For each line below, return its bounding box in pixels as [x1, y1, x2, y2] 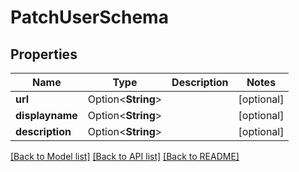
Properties [10, 46, 78, 63]
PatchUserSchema [10, 6, 169, 29]
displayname [15, 109, 78, 122]
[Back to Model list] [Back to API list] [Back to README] [10, 151, 240, 162]
